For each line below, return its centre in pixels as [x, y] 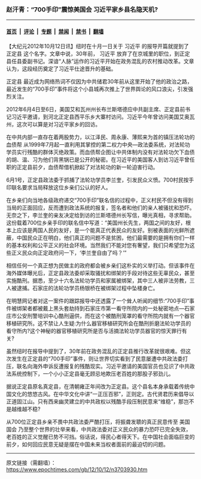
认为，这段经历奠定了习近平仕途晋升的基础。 [61, 69]
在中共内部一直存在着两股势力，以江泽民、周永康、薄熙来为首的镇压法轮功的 [100, 137]
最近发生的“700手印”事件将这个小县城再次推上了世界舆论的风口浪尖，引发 [97, 89]
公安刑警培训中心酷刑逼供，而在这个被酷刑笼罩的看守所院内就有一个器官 [106, 316]
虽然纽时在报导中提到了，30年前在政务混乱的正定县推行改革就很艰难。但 [96, 351]
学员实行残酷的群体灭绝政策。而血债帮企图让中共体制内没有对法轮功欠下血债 [100, 152]
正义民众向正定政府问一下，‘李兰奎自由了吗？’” [69, 252]
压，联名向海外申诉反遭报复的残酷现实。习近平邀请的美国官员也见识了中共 [98, 366]
